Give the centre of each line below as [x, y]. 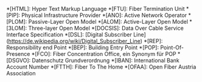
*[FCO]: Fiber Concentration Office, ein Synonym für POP [104, 54]
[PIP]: [13, 15]
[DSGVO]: [19, 60]
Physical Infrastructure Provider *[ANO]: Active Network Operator [104, 15]
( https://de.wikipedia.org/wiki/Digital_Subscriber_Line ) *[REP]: [85, 41]
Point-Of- [172, 47]
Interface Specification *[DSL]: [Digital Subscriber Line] [76, 35]
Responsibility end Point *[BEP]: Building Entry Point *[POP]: [83, 47]
